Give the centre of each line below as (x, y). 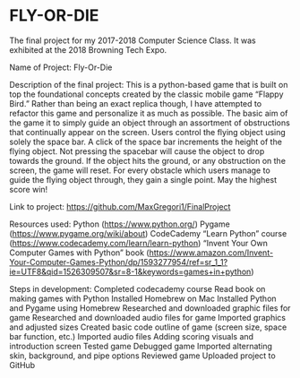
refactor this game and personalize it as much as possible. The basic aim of (149, 113)
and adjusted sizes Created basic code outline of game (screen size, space (148, 327)
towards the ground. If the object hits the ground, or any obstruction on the (148, 160)
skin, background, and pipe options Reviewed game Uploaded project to (142, 356)
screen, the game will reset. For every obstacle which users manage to (140, 170)
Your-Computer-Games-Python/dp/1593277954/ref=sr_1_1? (119, 262)
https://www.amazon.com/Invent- (211, 253)
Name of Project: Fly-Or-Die (61, 67)
